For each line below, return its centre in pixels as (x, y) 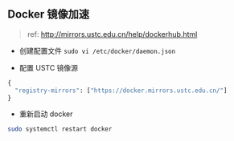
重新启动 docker (46, 114)
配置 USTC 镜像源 (48, 67)
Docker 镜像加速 (49, 14)
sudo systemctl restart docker (60, 129)
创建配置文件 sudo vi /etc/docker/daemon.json (97, 50)
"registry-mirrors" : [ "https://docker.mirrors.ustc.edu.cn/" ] (121, 91)
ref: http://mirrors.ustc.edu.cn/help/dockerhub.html (112, 34)
